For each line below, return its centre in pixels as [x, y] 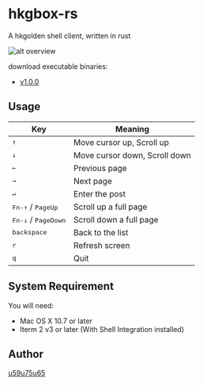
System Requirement [61, 286]
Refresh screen [102, 245]
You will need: [31, 305]
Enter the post [100, 193]
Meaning [133, 129]
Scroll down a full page [116, 219]
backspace [30, 233]
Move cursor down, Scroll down [133, 155]
